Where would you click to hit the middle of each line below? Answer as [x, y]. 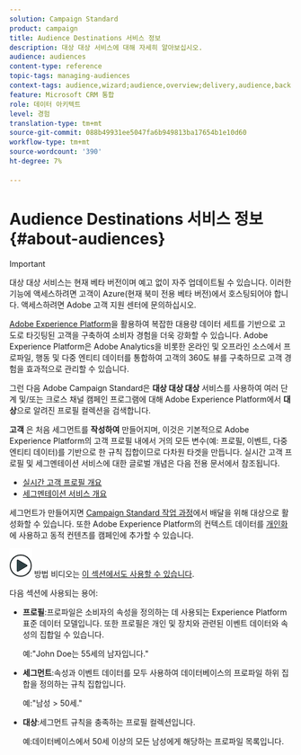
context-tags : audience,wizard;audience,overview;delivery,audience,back [150, 85]
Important [27, 263]
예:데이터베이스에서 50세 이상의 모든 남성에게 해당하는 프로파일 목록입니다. [153, 741]
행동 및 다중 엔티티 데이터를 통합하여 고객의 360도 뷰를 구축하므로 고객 [159, 357]
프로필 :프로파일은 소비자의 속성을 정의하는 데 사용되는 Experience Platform [155, 612]
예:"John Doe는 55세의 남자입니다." [85, 653]
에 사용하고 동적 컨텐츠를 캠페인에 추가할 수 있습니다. [102, 535]
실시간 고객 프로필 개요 [62, 482]
